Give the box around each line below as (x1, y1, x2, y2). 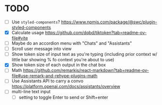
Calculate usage (11, 30, 44, 35)
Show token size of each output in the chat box (11, 62, 106, 68)
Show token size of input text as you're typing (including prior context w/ (11, 52, 158, 57)
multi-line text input (11, 88, 51, 95)
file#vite (11, 35, 28, 41)
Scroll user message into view (11, 46, 72, 52)
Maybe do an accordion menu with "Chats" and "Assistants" (11, 40, 132, 46)
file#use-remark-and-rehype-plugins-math (11, 73, 98, 79)
